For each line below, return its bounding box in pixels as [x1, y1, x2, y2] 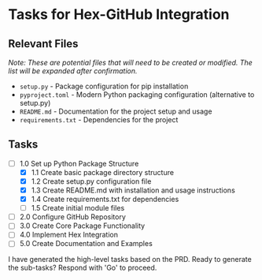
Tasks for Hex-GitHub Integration [8, 6, 230, 24]
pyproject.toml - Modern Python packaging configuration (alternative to [19, 90, 255, 99]
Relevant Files [8, 37, 79, 50]
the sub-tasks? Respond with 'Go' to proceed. [8, 263, 157, 273]
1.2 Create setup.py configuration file [31, 176, 152, 186]
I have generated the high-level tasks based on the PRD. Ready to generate [8, 255, 252, 264]
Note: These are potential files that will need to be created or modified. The [8, 58, 253, 67]
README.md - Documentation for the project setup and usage [19, 106, 212, 116]
